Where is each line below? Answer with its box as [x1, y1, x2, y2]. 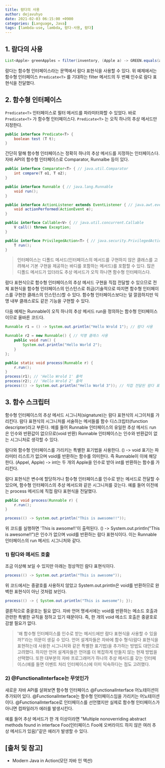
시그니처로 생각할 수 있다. [10, 437, 59, 442]
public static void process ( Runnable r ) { [5, 360, 93, 365]
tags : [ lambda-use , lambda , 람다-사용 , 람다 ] [5, 26, 94, 30]
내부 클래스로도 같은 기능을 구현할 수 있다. [10, 298, 90, 304]
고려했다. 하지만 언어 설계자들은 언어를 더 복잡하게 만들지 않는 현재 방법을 [17, 649, 158, 655]
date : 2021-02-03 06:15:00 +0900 [5, 16, 74, 21]
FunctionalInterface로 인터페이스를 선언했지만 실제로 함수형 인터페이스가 [19, 699, 160, 705]
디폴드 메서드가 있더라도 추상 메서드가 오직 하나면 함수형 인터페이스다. [17, 269, 151, 275]
